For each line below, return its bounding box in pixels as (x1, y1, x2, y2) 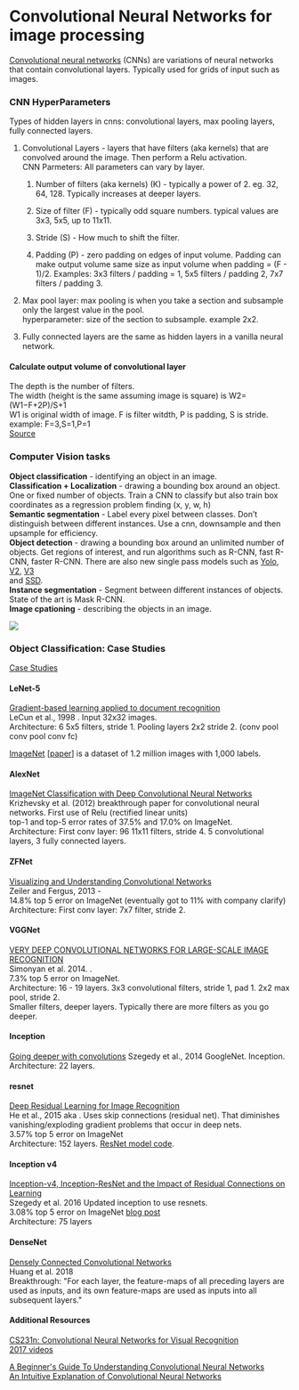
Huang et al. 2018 (9, 1266, 74, 1277)
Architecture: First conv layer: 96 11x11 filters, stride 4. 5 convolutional (9, 826, 264, 837)
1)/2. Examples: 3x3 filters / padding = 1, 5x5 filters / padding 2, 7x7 (35, 269, 284, 280)
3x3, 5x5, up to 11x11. (35, 215, 113, 226)
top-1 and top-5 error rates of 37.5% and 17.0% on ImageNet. (9, 817, 233, 827)
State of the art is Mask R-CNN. (9, 594, 125, 605)
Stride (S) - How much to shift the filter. (35, 232, 181, 243)
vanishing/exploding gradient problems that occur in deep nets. (9, 1119, 242, 1130)
